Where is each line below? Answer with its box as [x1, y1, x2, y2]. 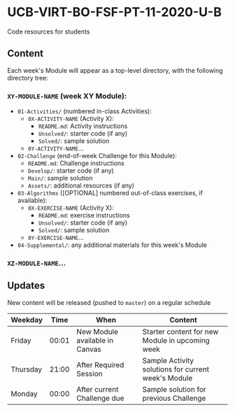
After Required [76, 360, 124, 369]
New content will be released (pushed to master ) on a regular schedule [7, 298, 211, 306]
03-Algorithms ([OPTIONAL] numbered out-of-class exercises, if [17, 189, 203, 197]
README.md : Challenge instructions [27, 159, 124, 168]
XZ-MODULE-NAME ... [7, 258, 66, 268]
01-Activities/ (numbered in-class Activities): [17, 107, 152, 115]
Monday [10, 389, 38, 399]
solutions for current [142, 364, 210, 374]
